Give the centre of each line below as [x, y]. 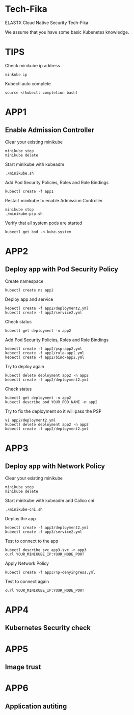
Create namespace [24, 281]
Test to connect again [27, 581]
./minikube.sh [20, 173]
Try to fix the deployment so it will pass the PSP [53, 411]
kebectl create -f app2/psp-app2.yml [44, 349]
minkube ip [16, 75]
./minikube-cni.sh [24, 509]
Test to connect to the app [32, 541]
